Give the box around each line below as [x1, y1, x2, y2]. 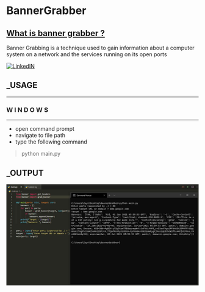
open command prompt [15, 125, 75, 133]
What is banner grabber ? [6, 28, 105, 38]
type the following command [15, 138, 87, 145]
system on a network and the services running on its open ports [6, 51, 167, 58]
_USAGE [6, 80, 38, 90]
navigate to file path [15, 132, 66, 139]
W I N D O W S [6, 105, 49, 114]
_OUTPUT [6, 167, 44, 178]
